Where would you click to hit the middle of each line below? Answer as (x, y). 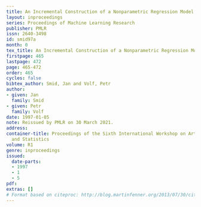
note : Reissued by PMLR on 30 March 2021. (60, 123)
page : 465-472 (24, 67)
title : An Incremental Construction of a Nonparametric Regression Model (100, 12)
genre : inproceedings (33, 150)
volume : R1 (20, 145)
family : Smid (28, 100)
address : (17, 128)
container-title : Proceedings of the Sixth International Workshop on (96, 134)
